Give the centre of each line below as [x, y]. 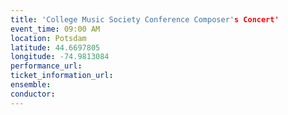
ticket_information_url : [62, 76]
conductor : [33, 94]
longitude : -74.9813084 [60, 57]
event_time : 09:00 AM [55, 29]
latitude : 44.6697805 [55, 47]
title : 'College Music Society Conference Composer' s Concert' [145, 19]
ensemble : [31, 85]
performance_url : [46, 66]
